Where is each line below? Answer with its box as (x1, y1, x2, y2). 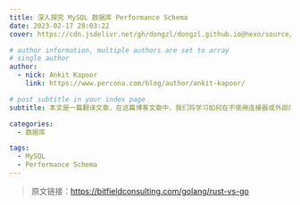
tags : (9, 143, 29, 152)
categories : (9, 119, 54, 128)
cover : (9, 29, 34, 38)
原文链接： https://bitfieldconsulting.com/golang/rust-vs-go (30, 185, 250, 196)
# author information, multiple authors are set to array (9, 45, 229, 54)
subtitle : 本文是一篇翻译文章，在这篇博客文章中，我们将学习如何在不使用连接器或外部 (9, 103, 288, 112)
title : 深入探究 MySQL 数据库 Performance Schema (9, 12, 188, 22)
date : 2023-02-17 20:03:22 (9, 21, 110, 30)
